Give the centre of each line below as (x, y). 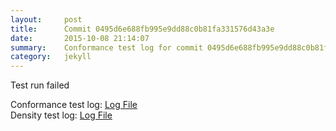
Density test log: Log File (61, 115)
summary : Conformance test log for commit (106, 47)
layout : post (46, 19)
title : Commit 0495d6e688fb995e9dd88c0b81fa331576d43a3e (142, 29)
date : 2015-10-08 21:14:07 (80, 38)
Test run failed (40, 85)
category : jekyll (51, 57)
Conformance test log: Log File (74, 105)
